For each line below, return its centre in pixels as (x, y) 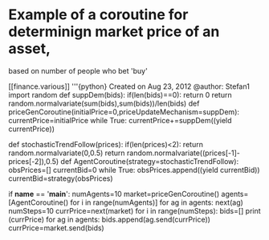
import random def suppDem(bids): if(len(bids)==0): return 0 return (120, 94)
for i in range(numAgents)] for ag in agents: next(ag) (157, 202)
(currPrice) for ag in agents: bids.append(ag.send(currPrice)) (110, 219)
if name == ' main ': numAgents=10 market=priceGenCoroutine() (114, 194)
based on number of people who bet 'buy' (78, 70)
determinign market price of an (114, 32)
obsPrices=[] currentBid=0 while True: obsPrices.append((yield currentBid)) (134, 170)
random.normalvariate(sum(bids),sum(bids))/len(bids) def (104, 103)
